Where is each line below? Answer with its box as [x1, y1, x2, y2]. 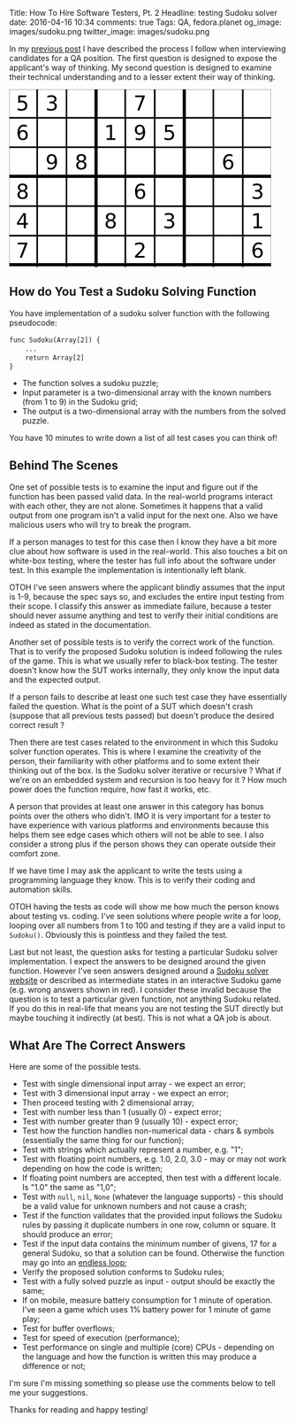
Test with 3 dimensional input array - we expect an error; [21, 1088, 230, 1099]
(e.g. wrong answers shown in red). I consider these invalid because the [9, 984, 272, 994]
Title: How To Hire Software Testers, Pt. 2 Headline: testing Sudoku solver [9, 8, 278, 18]
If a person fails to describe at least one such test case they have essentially [9, 691, 287, 702]
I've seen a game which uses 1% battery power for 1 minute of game [21, 1304, 271, 1315]
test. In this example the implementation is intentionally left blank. [9, 564, 247, 575]
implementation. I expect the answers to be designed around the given [9, 956, 267, 966]
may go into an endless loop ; [21, 1258, 128, 1268]
